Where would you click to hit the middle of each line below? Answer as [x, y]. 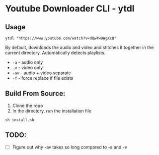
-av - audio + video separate [41, 73]
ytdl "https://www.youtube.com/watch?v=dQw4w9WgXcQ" [61, 38]
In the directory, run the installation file [52, 111]
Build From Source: [35, 94]
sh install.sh [20, 120]
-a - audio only [28, 62]
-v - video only [28, 68]
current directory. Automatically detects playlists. [55, 53]
